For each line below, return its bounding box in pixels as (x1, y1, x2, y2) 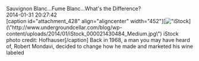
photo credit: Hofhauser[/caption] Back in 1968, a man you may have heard (6, 37, 190, 43)
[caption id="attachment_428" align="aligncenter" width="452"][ (6, 18, 166, 24)
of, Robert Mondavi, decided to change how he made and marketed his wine (6, 43, 193, 50)
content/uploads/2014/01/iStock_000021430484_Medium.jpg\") (6, 30, 162, 37)
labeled (6, 49, 25, 56)
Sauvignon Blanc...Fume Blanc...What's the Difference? (6, 5, 141, 12)
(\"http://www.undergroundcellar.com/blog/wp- (6, 24, 122, 31)
